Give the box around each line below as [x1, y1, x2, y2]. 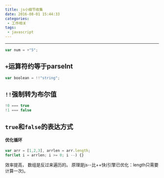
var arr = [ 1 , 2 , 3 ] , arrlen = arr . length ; [5, 148, 91, 153]
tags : [5, 25, 16, 30]
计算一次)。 [5, 168, 28, 174]
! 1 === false [5, 108, 32, 113]
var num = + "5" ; [5, 48, 38, 53]
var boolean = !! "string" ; [5, 75, 60, 80]
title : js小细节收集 [5, 7, 43, 12]
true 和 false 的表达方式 [5, 123, 73, 131]
